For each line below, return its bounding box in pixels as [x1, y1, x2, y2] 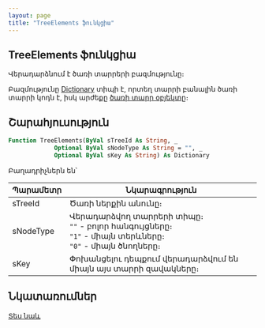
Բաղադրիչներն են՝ [8, 165, 77, 175]
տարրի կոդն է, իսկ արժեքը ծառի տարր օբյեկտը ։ [8, 92, 189, 103]
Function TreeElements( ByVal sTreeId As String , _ [8, 137, 178, 145]
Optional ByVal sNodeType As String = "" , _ [54, 144, 203, 152]
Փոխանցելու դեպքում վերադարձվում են [69, 253, 239, 264]
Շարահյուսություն [8, 115, 110, 129]
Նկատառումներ [8, 290, 97, 303]
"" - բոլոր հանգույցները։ [69, 221, 173, 232]
